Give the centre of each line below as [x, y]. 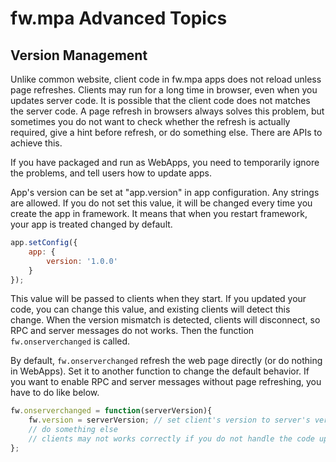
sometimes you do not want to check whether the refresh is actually [150, 121]
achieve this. [36, 143]
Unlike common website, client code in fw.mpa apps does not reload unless [166, 79]
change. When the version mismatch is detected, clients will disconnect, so [165, 320]
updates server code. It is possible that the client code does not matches [160, 100]
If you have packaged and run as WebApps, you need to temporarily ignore [165, 162]
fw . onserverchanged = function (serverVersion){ [111, 411]
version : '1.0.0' [82, 261]
